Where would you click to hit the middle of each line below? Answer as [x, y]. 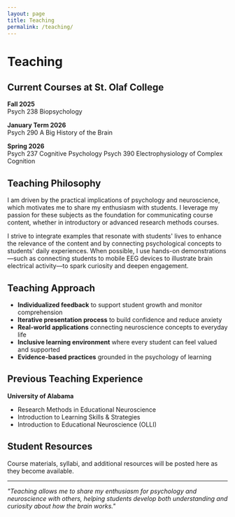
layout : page [26, 14]
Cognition [21, 161]
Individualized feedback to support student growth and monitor [110, 305]
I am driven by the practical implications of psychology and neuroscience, [114, 200]
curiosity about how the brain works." [62, 506]
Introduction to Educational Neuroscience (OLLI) [87, 424]
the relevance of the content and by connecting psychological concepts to [114, 243]
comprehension [40, 312]
